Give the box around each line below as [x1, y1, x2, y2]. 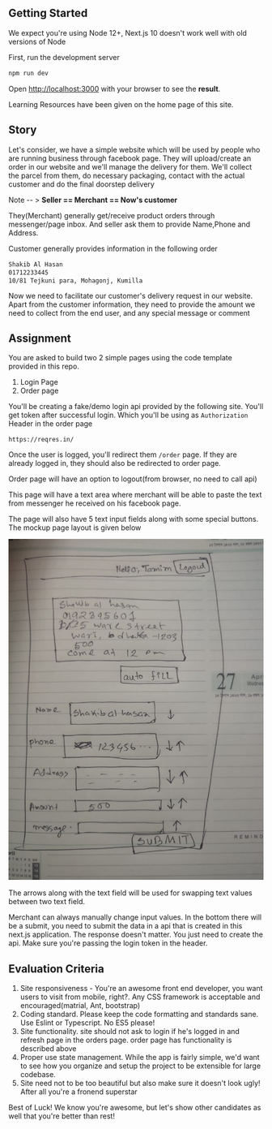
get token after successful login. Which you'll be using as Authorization [8, 410, 249, 420]
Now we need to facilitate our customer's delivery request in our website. [8, 291, 253, 300]
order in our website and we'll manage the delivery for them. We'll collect [8, 162, 253, 171]
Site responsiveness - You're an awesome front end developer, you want [19, 984, 263, 993]
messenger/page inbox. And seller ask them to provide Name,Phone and [8, 219, 251, 229]
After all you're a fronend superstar [19, 1087, 138, 1097]
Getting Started [8, 6, 88, 20]
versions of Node [8, 37, 66, 46]
